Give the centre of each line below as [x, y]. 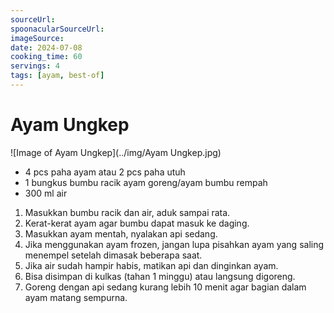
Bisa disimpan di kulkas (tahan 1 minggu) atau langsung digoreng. [160, 276]
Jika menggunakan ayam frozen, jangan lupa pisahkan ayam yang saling [174, 244]
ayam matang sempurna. [76, 297]
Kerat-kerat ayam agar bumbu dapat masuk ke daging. [137, 223]
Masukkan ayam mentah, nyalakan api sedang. [121, 233]
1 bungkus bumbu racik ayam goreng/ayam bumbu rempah [146, 182]
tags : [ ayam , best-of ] [57, 76]
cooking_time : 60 [46, 57]
